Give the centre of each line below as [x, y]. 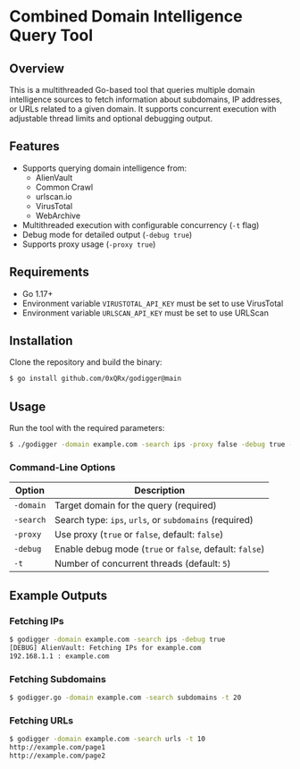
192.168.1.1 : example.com [59, 656]
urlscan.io [54, 196]
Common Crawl [64, 187]
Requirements [49, 272]
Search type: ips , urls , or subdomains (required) [154, 520]
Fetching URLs [42, 720]
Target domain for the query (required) [136, 505]
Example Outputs [58, 595]
